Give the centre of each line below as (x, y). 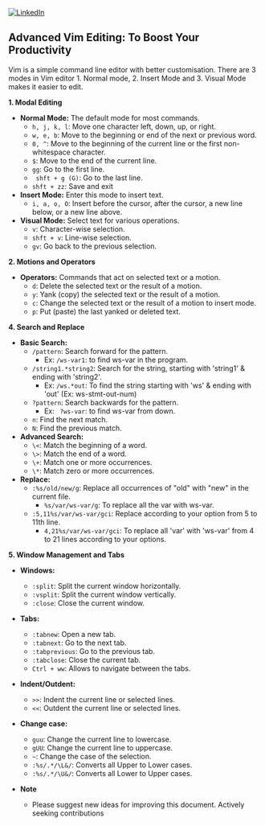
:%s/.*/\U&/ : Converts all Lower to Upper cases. (112, 773)
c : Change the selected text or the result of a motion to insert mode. (144, 302)
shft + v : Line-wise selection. (82, 237)
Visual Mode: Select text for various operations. (100, 220)
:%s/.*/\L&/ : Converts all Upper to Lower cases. (112, 765)
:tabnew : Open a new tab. (74, 634)
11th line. (46, 522)
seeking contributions (68, 813)
